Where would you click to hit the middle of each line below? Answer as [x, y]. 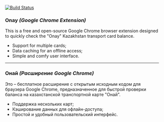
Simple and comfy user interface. [46, 56]
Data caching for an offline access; [47, 51]
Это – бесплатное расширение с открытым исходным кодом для [73, 84]
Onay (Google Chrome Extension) [46, 20]
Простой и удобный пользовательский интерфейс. [65, 114]
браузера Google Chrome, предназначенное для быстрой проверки [76, 89]
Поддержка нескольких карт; [43, 104]
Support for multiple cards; [39, 46]
